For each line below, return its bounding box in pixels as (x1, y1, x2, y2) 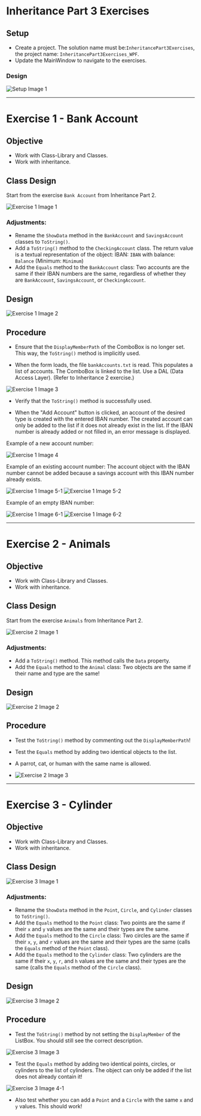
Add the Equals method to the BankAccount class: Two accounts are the (14, 264, 190, 271)
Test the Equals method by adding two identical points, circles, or (14, 1060, 176, 1067)
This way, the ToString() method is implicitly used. (14, 350, 141, 357)
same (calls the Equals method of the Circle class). (14, 963, 142, 971)
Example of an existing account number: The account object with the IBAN (6, 463, 190, 470)
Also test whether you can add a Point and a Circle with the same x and (14, 1096, 193, 1103)
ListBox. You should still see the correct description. (14, 1037, 144, 1044)
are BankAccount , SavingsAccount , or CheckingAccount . (14, 276, 146, 284)
